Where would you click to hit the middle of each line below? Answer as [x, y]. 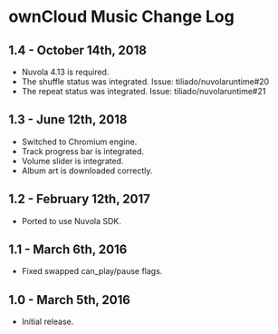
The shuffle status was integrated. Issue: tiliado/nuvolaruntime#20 [145, 82]
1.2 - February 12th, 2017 [79, 199]
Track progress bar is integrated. [82, 151]
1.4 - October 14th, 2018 [77, 50]
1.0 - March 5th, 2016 [69, 300]
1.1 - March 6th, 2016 [68, 250]
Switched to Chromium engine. [79, 142]
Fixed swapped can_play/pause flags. [92, 271]
